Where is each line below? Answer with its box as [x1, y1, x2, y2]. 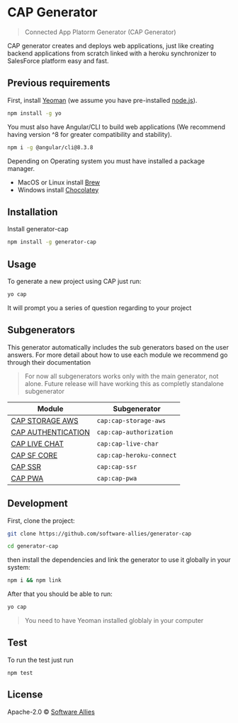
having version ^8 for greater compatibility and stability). [7, 130, 172, 138]
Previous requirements [7, 77, 110, 89]
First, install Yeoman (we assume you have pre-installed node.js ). [7, 96, 198, 104]
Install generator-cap [7, 225, 69, 233]
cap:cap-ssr [96, 463, 137, 470]
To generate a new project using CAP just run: [7, 277, 142, 285]
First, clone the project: [7, 516, 76, 525]
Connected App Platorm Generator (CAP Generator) [24, 28, 176, 36]
